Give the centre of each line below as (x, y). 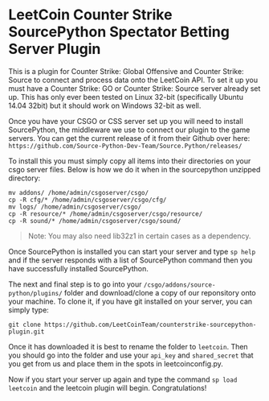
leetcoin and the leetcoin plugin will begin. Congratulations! (108, 387)
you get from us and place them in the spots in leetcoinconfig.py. (116, 363)
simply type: (29, 310)
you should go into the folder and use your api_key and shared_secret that (131, 355)
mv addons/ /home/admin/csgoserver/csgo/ (79, 192)
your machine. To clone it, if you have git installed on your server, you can (130, 301)
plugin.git (26, 332)
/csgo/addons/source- (179, 285)
